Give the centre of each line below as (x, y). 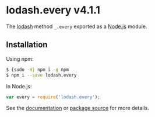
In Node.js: (19, 86)
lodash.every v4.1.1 (53, 10)
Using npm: (20, 58)
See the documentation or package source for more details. (78, 108)
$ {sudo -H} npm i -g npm (37, 70)
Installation (27, 45)
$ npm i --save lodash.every (41, 75)
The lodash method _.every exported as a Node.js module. (77, 26)
